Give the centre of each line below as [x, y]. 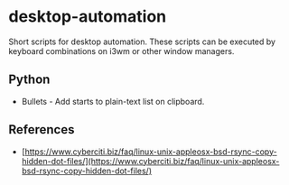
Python [29, 80]
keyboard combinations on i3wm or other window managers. [121, 51]
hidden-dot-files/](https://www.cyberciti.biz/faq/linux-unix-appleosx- [150, 161]
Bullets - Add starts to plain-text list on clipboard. [113, 101]
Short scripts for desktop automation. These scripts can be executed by [142, 42]
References [42, 129]
